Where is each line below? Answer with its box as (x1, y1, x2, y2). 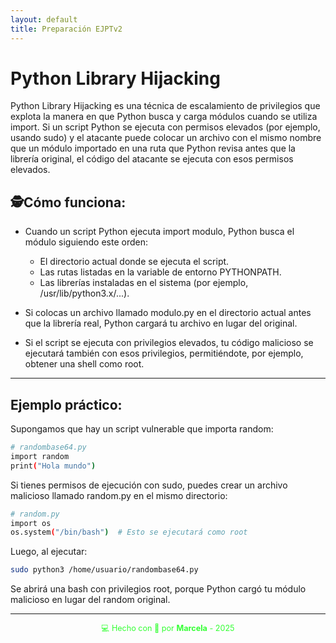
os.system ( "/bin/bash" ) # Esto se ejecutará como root (10, 527, 248, 538)
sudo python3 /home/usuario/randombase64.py (10, 565, 199, 575)
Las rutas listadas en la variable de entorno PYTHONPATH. (39, 266, 282, 278)
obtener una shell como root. (24, 358, 145, 370)
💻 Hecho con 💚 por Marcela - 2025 (101, 623, 235, 634)
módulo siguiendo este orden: (24, 236, 148, 248)
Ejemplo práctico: (10, 396, 123, 413)
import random (10, 451, 70, 461)
